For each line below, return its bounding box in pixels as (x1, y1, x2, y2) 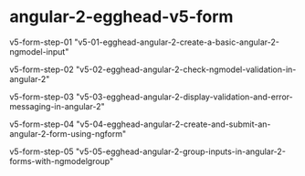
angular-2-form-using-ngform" (9, 128, 126, 139)
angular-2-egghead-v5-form (9, 6, 234, 27)
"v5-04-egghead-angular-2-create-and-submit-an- (76, 119, 271, 129)
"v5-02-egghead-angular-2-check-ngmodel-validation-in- (76, 64, 297, 75)
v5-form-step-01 (9, 36, 73, 47)
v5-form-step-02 (9, 64, 75, 75)
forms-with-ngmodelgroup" (9, 155, 114, 166)
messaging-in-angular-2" (9, 100, 105, 111)
